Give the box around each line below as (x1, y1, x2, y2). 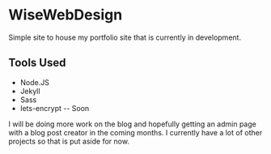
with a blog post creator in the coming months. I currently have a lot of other (8, 127, 263, 137)
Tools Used (8, 56, 66, 70)
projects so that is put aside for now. (8, 136, 129, 146)
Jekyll (19, 86, 40, 96)
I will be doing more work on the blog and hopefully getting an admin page (8, 119, 256, 129)
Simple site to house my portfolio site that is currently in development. (8, 32, 241, 42)
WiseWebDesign (8, 6, 123, 24)
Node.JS (19, 77, 50, 87)
